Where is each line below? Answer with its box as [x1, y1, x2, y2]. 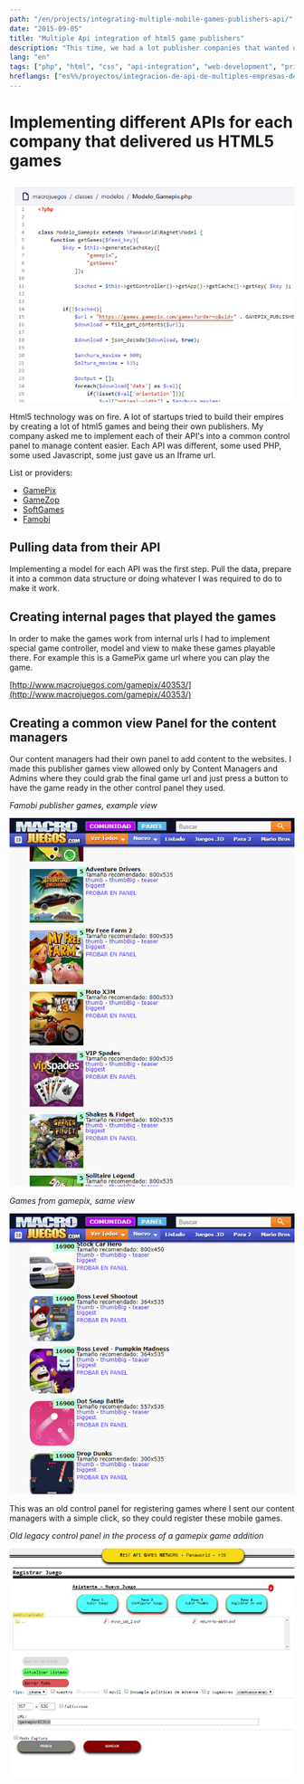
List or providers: [9, 467, 73, 478]
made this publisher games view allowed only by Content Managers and [9, 763, 279, 774]
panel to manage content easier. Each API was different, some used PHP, [9, 440, 282, 451]
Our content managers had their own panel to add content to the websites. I [9, 754, 292, 765]
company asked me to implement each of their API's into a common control [9, 430, 290, 441]
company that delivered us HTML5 [9, 131, 274, 152]
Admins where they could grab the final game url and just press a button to [9, 773, 289, 784]
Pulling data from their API [9, 539, 161, 556]
